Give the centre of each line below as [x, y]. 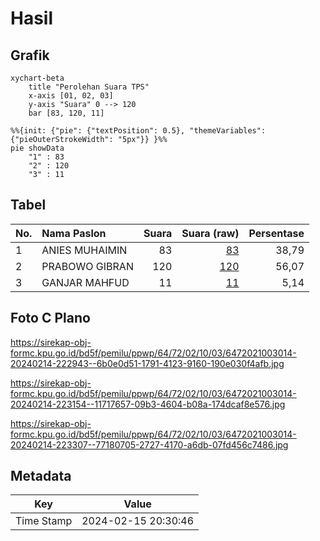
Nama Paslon [74, 233]
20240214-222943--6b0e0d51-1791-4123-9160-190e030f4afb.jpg [147, 363]
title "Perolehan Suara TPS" [89, 87]
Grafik [30, 55]
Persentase [276, 233]
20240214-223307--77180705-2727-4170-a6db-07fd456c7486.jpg [149, 444]
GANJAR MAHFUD [85, 282]
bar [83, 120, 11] [66, 113]
